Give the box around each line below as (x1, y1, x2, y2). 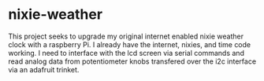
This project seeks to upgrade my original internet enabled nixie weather (8, 31, 244, 41)
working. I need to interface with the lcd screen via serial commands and (8, 48, 244, 57)
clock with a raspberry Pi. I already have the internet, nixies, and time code (8, 39, 251, 49)
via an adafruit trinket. (8, 64, 80, 74)
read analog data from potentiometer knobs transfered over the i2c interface (8, 57, 257, 66)
